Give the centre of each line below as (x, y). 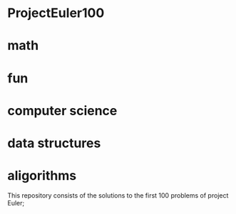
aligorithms (42, 176)
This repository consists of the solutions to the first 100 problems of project (118, 195)
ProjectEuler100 (56, 13)
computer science (62, 111)
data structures (54, 143)
